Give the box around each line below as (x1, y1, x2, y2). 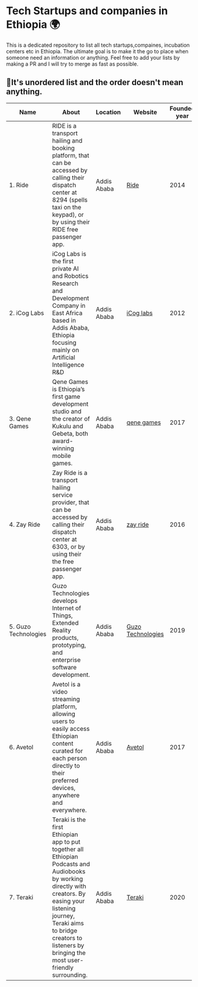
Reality (52, 626, 71, 634)
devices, (52, 783, 75, 792)
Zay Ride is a (52, 469, 88, 477)
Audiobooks (52, 867, 85, 875)
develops (52, 596, 78, 605)
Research (52, 279, 78, 288)
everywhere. (52, 806, 87, 814)
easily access (52, 724, 90, 733)
